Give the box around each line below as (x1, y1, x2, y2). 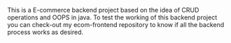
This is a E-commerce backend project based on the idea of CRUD (7, 6, 199, 14)
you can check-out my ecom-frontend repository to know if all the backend (7, 21, 225, 28)
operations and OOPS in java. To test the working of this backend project (7, 13, 218, 21)
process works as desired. (7, 28, 84, 36)
